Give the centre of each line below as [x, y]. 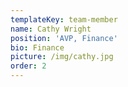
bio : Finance [37, 47]
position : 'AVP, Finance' [64, 38]
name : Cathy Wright [51, 29]
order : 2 [28, 66]
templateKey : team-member [64, 19]
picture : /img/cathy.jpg [62, 57]
